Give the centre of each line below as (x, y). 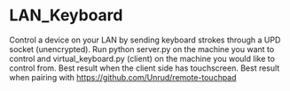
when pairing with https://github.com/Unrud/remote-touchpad (123, 77)
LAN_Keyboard (66, 15)
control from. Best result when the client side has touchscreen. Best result (145, 68)
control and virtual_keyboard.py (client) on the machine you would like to (142, 58)
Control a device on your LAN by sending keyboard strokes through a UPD (145, 40)
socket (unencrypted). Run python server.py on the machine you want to (142, 49)
